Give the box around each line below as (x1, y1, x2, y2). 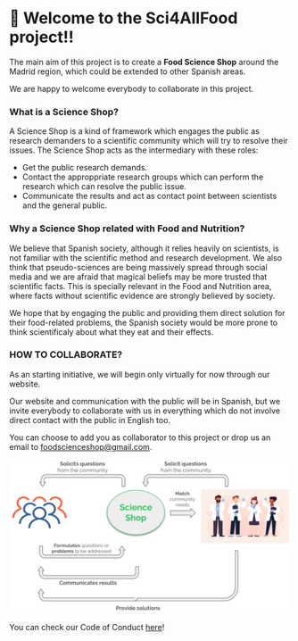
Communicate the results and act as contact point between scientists (21, 191, 277, 202)
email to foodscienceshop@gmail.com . (9, 441, 153, 452)
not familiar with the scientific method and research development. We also (9, 252, 283, 262)
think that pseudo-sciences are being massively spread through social (9, 262, 268, 272)
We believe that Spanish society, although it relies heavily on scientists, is (9, 243, 279, 254)
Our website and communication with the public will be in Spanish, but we (9, 395, 281, 406)
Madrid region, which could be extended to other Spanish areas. (9, 66, 246, 77)
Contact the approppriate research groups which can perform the (21, 171, 264, 182)
